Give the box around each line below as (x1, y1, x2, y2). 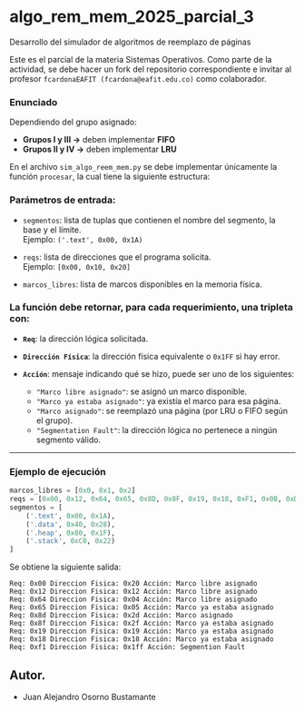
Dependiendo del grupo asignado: (9, 116, 138, 128)
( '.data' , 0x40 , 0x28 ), (25, 519, 116, 528)
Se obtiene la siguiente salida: (9, 561, 122, 573)
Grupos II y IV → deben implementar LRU (22, 143, 177, 155)
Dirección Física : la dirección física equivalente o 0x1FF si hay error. (22, 351, 280, 361)
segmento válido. (35, 434, 102, 445)
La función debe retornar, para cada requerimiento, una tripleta (9, 301, 293, 314)
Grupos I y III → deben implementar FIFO (22, 134, 175, 145)
